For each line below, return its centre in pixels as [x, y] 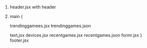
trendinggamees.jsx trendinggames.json [50, 26]
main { [16, 16]
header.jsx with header [33, 7]
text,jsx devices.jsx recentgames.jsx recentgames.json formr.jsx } [76, 35]
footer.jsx [19, 40]
